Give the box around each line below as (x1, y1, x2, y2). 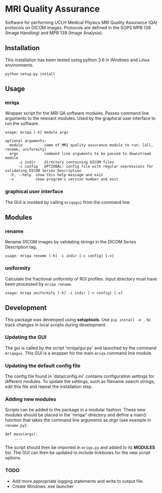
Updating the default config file (5, 362, 81, 369)
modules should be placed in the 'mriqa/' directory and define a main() (5, 412, 147, 418)
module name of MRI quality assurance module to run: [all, (9, 143, 153, 148)
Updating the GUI (5, 334, 47, 341)
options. (5, 455, 22, 461)
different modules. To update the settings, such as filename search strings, (5, 379, 155, 384)
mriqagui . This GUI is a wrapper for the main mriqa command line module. (5, 350, 153, 356)
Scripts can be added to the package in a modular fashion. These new (5, 407, 146, 413)
